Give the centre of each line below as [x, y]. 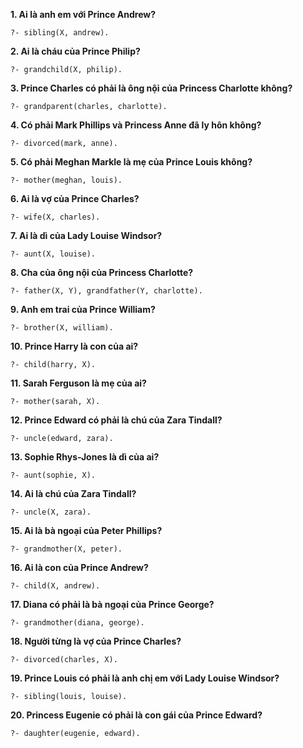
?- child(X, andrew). [55, 586]
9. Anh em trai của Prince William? [83, 309]
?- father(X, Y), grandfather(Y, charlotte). [106, 291]
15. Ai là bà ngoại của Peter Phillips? [86, 530]
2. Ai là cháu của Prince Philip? [75, 51]
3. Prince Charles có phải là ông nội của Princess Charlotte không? [151, 88]
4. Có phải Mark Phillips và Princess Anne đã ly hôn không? [136, 125]
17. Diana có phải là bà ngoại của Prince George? [112, 604]
